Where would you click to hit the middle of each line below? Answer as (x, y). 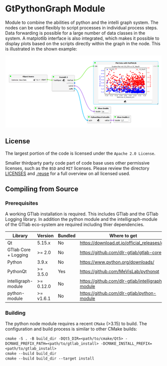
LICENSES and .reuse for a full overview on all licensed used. (68, 173)
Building (15, 313)
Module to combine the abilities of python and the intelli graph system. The (82, 22)
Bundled (67, 235)
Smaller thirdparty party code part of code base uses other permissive (78, 163)
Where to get (123, 235)
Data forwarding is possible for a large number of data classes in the (75, 33)
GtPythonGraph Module (55, 9)
